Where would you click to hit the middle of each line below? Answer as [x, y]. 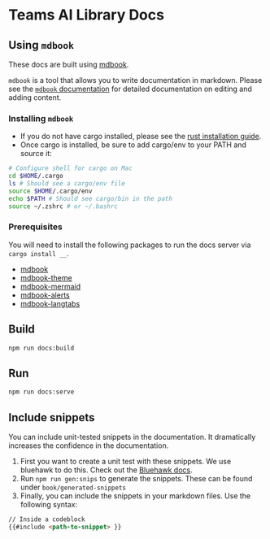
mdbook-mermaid [50, 286]
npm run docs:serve [41, 392]
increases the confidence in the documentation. [89, 446]
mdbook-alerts [45, 295]
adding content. [35, 98]
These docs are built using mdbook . [69, 64]
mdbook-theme [46, 277]
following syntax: [49, 505]
